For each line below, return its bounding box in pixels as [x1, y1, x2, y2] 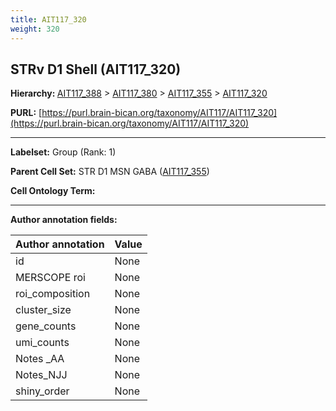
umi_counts [15, 336, 70, 350]
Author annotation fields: [10, 214, 118, 226]
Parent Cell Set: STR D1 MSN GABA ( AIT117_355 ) [10, 166, 210, 178]
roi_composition [15, 287, 91, 301]
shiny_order [15, 384, 70, 398]
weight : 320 [10, 24, 60, 34]
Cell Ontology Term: [10, 185, 96, 197]
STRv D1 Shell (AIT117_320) [10, 61, 182, 78]
